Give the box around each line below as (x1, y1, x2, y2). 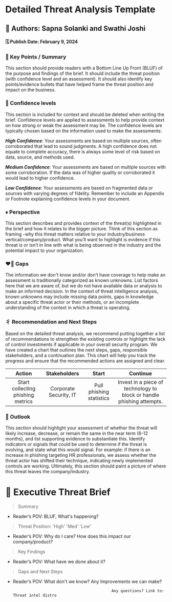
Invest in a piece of (117, 378, 164, 385)
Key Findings (17, 548, 46, 555)
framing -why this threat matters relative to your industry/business (5, 231, 145, 237)
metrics (14, 398, 33, 405)
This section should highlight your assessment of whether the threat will (5, 424, 158, 431)
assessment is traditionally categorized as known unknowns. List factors (5, 277, 159, 283)
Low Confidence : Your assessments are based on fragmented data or (5, 185, 153, 191)
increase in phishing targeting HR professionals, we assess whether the (5, 452, 156, 458)
